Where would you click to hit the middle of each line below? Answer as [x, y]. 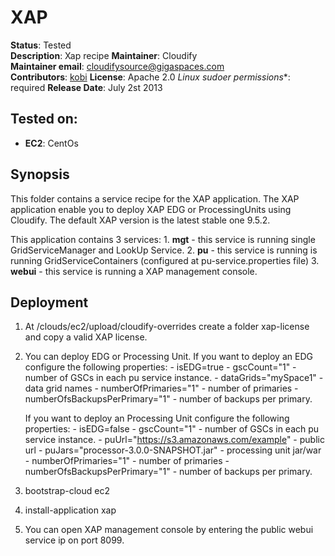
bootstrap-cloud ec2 [67, 491]
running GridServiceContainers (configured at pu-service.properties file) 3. [165, 260]
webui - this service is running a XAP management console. [134, 271]
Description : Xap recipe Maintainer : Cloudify [104, 55]
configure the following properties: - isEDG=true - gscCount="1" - [160, 367]
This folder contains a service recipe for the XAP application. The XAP [155, 198]
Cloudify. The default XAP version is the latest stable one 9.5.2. [140, 220]
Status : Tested [41, 45]
